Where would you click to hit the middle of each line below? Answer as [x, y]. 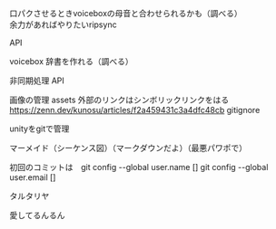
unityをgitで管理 [39, 129]
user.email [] [33, 177]
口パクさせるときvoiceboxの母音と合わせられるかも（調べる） [126, 13]
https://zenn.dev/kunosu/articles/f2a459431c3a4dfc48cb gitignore [135, 110]
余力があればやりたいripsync [63, 24]
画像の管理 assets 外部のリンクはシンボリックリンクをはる [119, 100]
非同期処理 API [37, 81]
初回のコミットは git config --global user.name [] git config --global [139, 167]
